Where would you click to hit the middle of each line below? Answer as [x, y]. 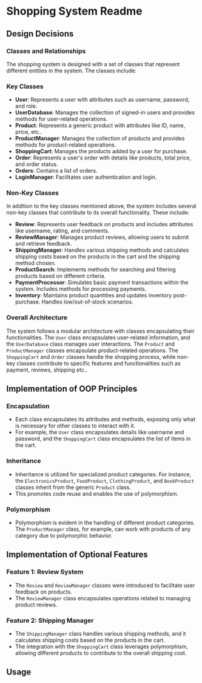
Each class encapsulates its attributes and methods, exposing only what [105, 419]
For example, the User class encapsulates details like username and [99, 432]
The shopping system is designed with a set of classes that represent [93, 64]
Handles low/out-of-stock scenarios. [87, 302]
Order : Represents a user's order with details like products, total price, [103, 158]
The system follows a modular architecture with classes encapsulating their [101, 331]
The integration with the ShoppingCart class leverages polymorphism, [101, 647]
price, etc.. [29, 132]
